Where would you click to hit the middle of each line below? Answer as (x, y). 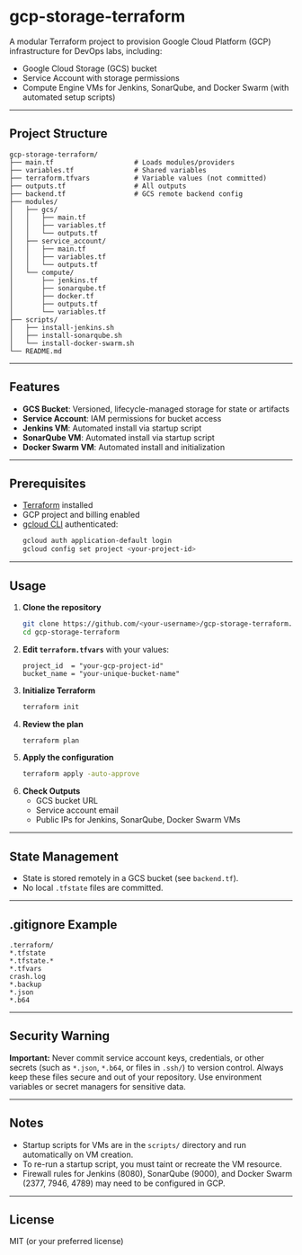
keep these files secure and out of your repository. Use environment (136, 1077)
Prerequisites (48, 483)
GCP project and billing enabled (81, 515)
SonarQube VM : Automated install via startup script (119, 437)
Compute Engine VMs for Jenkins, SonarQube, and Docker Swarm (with (155, 87)
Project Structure (58, 134)
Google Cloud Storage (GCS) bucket (89, 68)
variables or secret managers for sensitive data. (98, 1086)
